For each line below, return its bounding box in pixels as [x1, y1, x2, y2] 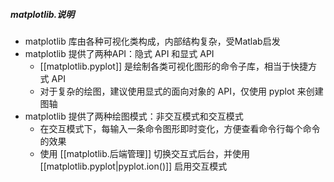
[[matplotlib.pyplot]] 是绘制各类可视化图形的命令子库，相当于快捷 [39, 60, 309, 72]
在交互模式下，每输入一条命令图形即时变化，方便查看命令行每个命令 [39, 122, 321, 134]
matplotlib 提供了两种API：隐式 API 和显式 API [24, 47, 215, 59]
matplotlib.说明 [10, 8, 75, 20]
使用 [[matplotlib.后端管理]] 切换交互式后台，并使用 [39, 147, 250, 159]
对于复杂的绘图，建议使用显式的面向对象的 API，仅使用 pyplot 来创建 [39, 85, 324, 97]
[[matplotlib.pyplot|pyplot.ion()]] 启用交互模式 [39, 160, 228, 172]
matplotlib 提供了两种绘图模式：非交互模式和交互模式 [24, 110, 244, 122]
